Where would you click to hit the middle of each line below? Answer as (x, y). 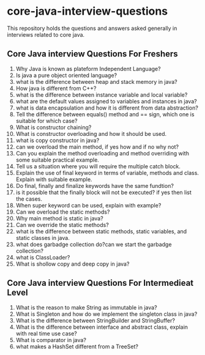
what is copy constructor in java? (58, 140)
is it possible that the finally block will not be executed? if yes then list (104, 192)
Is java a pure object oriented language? (66, 75)
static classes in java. (43, 237)
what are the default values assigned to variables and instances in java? (106, 101)
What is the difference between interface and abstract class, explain (102, 327)
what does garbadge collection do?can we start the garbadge (94, 244)
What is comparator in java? (51, 340)
